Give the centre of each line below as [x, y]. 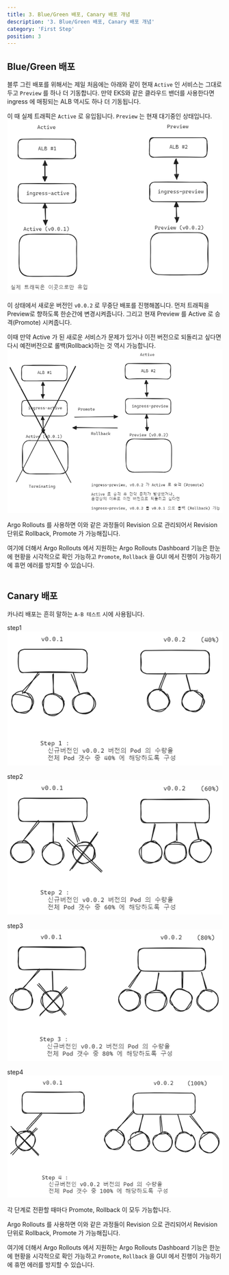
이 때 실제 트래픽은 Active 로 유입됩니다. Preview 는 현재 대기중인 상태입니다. [110, 116]
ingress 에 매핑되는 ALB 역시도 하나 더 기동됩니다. [74, 102]
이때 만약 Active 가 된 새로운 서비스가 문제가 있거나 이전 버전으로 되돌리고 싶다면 [114, 337]
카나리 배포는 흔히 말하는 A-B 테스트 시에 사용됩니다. [76, 613]
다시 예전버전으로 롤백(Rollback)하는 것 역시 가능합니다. [81, 346]
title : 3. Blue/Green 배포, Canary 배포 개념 [69, 14]
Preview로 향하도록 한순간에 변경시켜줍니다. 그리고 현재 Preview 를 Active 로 [110, 314]
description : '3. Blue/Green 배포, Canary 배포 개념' [81, 22]
